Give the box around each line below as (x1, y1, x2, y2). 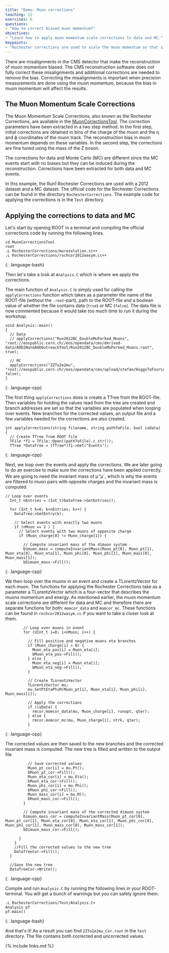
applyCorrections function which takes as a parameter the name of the (5, 292, 152, 298)
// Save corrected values (27, 761, 82, 766)
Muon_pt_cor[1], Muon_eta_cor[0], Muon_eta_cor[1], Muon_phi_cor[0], (5, 818, 154, 823)
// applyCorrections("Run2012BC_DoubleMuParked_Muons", (10, 336, 129, 341)
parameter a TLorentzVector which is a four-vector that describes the (5, 589, 149, 595)
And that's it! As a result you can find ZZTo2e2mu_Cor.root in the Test (5, 927, 147, 933)
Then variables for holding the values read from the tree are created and (5, 400, 155, 406)
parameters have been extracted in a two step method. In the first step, (5, 124, 153, 130)
